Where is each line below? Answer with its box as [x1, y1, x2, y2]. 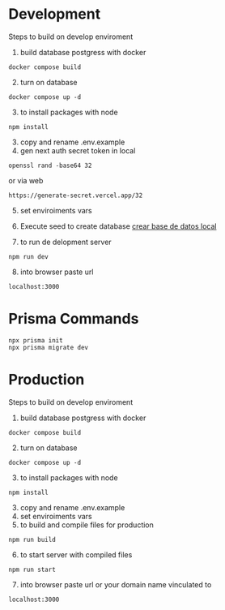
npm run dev [8, 252, 49, 260]
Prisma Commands [8, 310, 139, 329]
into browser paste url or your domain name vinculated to [19, 579, 212, 589]
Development [8, 5, 101, 24]
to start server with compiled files [19, 549, 133, 560]
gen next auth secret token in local [19, 145, 136, 155]
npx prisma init [8, 336, 63, 345]
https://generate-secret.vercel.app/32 [8, 191, 143, 200]
